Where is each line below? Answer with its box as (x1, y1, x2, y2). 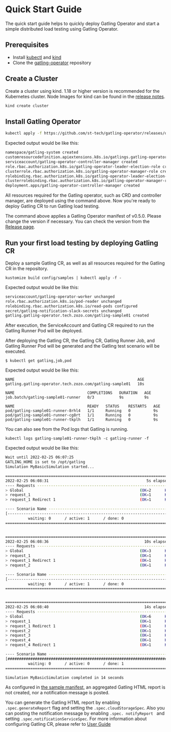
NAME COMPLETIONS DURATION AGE (5, 390, 152, 396)
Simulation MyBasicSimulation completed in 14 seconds (5, 675, 124, 680)
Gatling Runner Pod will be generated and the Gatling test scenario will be (5, 343, 160, 349)
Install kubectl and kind (12, 54, 62, 60)
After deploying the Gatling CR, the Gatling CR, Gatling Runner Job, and (5, 337, 155, 344)
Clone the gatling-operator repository (12, 60, 92, 66)
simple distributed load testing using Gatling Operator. (5, 25, 119, 32)
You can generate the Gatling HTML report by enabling (5, 699, 121, 705)
